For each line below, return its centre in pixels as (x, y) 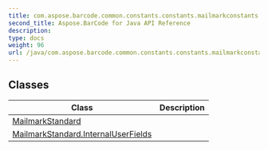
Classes (29, 85)
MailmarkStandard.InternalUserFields (82, 134)
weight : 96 (26, 45)
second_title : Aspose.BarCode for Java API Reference (100, 23)
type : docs (26, 38)
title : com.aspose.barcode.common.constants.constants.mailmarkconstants (134, 16)
